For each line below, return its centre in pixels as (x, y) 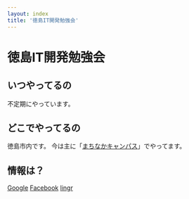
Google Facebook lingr (40, 188)
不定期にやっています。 (41, 103)
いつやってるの (39, 85)
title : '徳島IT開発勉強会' (43, 20)
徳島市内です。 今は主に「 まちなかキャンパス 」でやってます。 (97, 146)
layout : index (28, 14)
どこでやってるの (44, 128)
